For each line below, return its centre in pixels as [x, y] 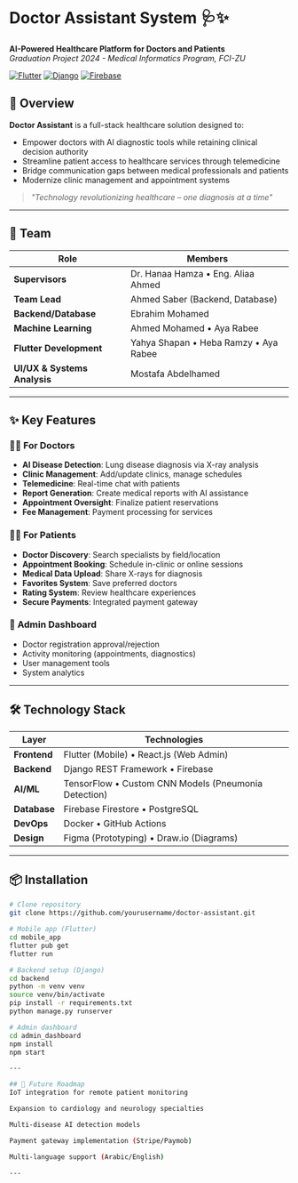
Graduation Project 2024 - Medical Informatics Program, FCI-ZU [127, 58]
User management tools [66, 663]
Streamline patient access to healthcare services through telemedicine [151, 161]
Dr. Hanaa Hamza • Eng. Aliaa [192, 273]
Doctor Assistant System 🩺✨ [119, 18]
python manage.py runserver [61, 1011]
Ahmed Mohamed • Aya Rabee [194, 328]
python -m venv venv [47, 986]
